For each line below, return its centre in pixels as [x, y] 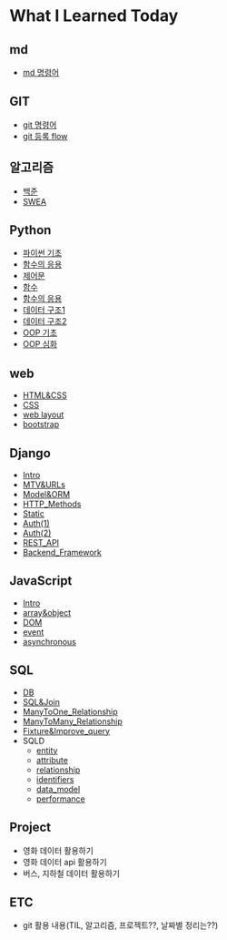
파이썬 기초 [42, 253]
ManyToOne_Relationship [70, 711]
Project [30, 828]
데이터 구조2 [44, 322]
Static [34, 514]
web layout [43, 414]
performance [61, 799]
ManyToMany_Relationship [72, 721]
